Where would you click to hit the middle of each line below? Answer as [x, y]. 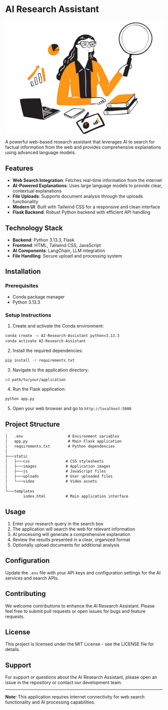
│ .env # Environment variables [62, 436]
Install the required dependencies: [48, 350]
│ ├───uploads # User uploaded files [59, 476]
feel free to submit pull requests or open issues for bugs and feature [75, 611]
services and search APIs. [32, 578]
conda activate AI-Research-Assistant [45, 341]
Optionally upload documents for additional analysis [66, 545]
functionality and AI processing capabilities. [50, 702]
